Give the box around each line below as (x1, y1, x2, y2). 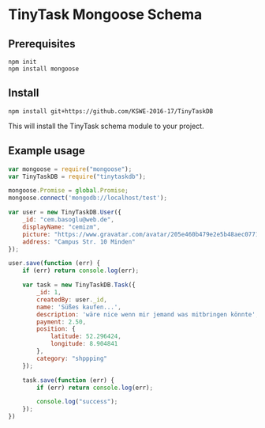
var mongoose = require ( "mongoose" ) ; (8, 165, 132, 173)
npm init (8, 58, 37, 66)
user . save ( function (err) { (8, 259, 101, 267)
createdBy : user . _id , (36, 295, 108, 304)
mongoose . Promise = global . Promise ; (8, 187, 129, 195)
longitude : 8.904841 (50, 340, 118, 348)
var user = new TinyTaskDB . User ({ (8, 208, 122, 217)
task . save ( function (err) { (22, 376, 114, 384)
